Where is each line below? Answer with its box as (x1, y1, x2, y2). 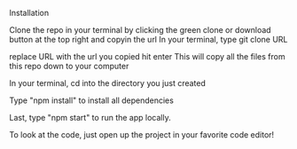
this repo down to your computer (9, 61, 129, 71)
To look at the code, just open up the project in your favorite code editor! (9, 129, 275, 140)
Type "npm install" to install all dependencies (9, 95, 175, 106)
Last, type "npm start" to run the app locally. (9, 113, 171, 122)
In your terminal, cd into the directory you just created (9, 78, 207, 88)
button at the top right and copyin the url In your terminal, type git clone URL (9, 35, 288, 44)
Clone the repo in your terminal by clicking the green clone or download (9, 25, 272, 35)
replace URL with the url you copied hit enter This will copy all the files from (9, 51, 285, 61)
